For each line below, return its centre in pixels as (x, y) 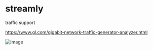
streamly (25, 9)
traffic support (20, 22)
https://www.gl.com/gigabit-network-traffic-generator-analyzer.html (76, 32)
